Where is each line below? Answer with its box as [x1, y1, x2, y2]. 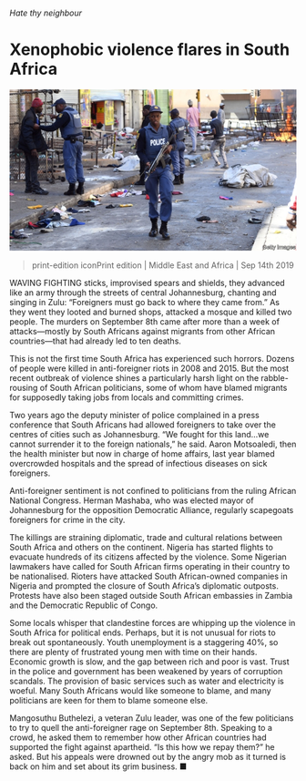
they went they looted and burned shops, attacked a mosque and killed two [9, 306, 292, 318]
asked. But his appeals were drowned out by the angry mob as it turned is [9, 752, 287, 763]
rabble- [260, 373, 289, 384]
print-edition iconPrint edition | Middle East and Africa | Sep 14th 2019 [31, 260, 294, 271]
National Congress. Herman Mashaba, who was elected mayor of [9, 495, 254, 506]
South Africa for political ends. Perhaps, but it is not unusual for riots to [9, 627, 276, 638]
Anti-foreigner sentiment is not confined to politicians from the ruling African [9, 486, 297, 497]
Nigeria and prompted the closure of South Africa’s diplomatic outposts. [9, 581, 280, 591]
